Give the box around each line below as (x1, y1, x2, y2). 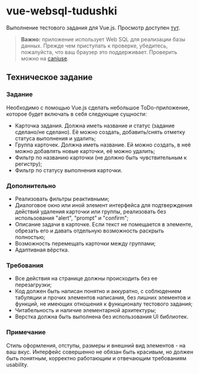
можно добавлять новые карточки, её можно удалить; (14, 147, 156, 154)
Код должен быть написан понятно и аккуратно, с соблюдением (14, 288, 182, 295)
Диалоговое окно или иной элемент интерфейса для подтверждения (14, 201, 193, 208)
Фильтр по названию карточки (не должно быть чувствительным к (14, 154, 187, 161)
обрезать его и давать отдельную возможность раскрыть (14, 227, 164, 234)
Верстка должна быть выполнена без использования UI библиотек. (14, 313, 189, 321)
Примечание (6, 328, 46, 337)
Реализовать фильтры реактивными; (14, 195, 110, 202)
